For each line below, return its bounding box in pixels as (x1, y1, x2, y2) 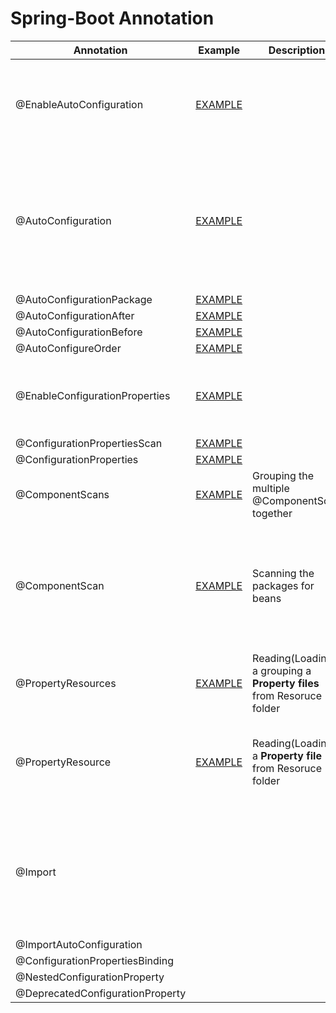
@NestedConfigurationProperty (15, 970, 165, 984)
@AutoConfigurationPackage (15, 292, 153, 306)
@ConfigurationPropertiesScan (15, 436, 163, 450)
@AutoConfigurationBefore (15, 325, 143, 339)
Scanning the (252, 566, 315, 580)
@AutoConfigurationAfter (15, 308, 135, 322)
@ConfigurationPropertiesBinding (15, 953, 175, 967)
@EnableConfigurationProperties (15, 388, 171, 402)
